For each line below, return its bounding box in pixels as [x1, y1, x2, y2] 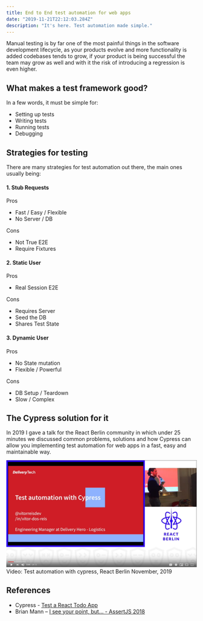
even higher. [6, 65, 37, 72]
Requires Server [14, 307, 56, 315]
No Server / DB [14, 215, 53, 223]
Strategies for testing [6, 147, 88, 158]
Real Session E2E [14, 284, 59, 291]
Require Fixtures [14, 245, 56, 253]
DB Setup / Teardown [14, 389, 69, 396]
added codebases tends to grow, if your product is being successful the [6, 53, 185, 60]
